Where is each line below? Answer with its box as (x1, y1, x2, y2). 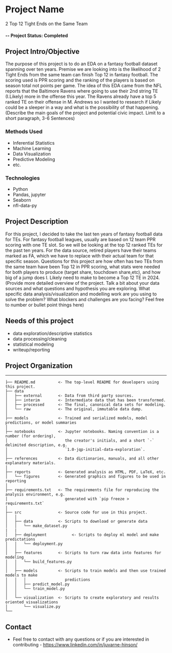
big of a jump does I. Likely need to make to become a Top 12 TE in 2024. (5, 274, 160, 281)
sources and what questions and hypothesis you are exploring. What (5, 285, 150, 291)
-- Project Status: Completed (5, 32, 68, 38)
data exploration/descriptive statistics (12, 330, 93, 337)
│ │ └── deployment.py (5, 541, 63, 547)
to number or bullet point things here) (5, 302, 84, 308)
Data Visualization (12, 150, 51, 157)
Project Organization (5, 361, 73, 370)
